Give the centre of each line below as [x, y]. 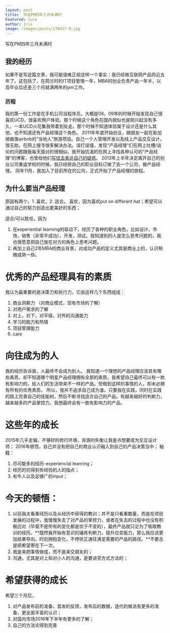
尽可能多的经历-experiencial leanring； [53, 463]
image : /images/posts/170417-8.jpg [43, 29]
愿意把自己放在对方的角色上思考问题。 [61, 242]
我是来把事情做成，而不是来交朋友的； [52, 551]
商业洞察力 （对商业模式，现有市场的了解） [57, 303]
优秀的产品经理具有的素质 [59, 277]
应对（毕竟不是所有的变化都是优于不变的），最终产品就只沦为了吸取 [87, 526]
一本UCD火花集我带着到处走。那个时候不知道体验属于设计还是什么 [83, 126]
